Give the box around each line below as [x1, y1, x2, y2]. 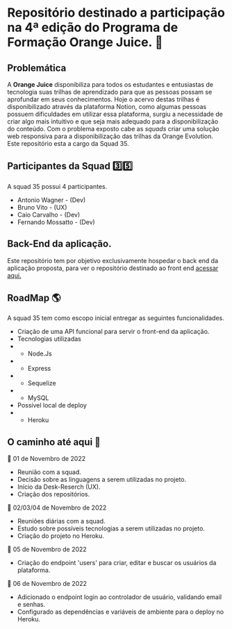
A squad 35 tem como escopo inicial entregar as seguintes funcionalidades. [7, 314, 224, 322]
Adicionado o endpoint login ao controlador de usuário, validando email [17, 593, 222, 601]
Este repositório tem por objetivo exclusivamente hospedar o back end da [7, 256, 219, 265]
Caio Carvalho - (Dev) [17, 210, 81, 219]
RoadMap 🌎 [7, 292, 61, 304]
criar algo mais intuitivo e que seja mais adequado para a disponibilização [7, 117, 219, 126]
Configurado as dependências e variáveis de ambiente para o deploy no [17, 607, 224, 616]
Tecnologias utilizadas [17, 335, 81, 343]
